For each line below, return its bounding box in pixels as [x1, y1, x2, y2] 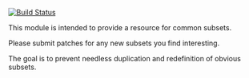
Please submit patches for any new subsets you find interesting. [8, 38, 220, 48]
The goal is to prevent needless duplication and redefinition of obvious [8, 54, 242, 63]
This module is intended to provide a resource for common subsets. [8, 23, 232, 32]
